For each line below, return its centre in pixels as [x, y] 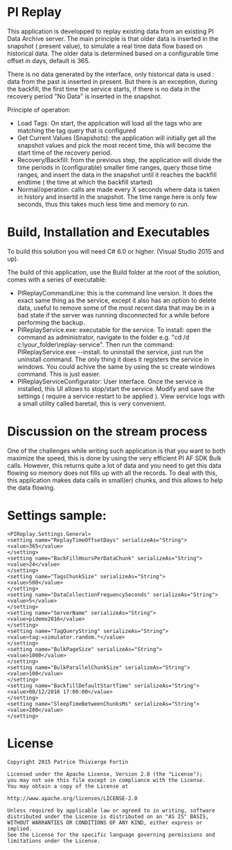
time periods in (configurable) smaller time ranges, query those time [114, 167]
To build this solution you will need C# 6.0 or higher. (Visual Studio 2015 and [116, 251]
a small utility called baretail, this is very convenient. [91, 404]
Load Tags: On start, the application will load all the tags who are [109, 123]
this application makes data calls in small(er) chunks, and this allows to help [115, 480]
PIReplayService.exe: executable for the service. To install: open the [114, 329]
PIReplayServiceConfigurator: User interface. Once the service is [110, 381]
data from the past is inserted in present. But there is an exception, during [113, 81]
